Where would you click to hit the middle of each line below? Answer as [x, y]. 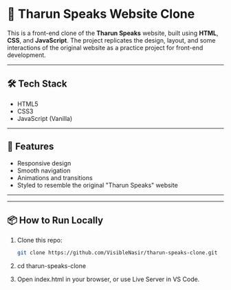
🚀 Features [31, 147]
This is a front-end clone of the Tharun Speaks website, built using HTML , [113, 33]
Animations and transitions [55, 177]
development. [26, 55]
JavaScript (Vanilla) [45, 118]
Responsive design [44, 163]
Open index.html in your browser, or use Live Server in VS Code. [108, 279]
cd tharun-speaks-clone [52, 266]
